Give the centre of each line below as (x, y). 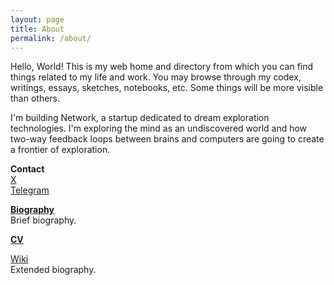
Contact (27, 169)
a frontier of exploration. (60, 150)
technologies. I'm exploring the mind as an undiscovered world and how (159, 128)
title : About (37, 29)
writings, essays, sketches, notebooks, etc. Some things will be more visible (167, 88)
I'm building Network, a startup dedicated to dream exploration (140, 118)
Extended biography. (53, 270)
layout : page (37, 19)
